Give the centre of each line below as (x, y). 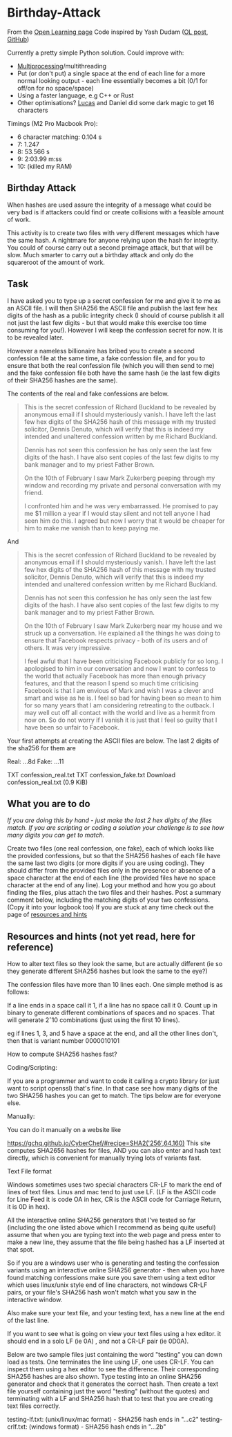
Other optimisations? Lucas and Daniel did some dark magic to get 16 (116, 102)
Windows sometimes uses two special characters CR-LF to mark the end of (115, 1185)
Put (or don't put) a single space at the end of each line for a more (111, 73)
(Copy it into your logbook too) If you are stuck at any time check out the (110, 907)
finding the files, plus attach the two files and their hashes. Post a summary (114, 893)
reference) (30, 947)
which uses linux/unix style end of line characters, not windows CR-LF (107, 1285)
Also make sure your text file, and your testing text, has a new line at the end (116, 1313)
